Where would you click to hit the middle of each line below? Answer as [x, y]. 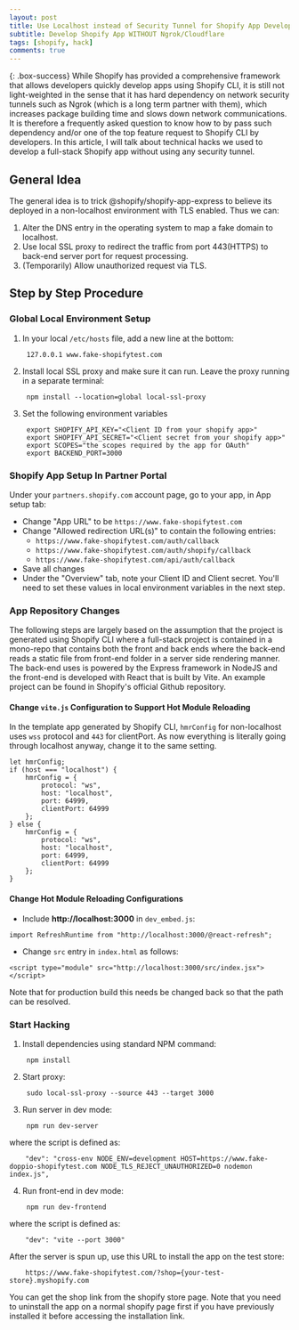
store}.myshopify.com [49, 1280]
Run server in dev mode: [67, 1109]
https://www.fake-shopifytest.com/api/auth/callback [135, 560]
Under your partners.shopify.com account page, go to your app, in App [140, 494]
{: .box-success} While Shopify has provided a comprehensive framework [145, 76]
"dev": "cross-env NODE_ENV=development [101, 1158]
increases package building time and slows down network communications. [148, 114]
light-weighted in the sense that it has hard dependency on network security [149, 95]
